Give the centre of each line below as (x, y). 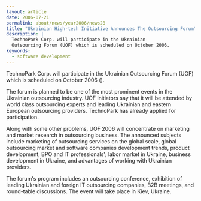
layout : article (26, 12)
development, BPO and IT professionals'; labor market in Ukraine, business (99, 154)
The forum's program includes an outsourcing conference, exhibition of (94, 178)
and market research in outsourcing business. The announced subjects (94, 135)
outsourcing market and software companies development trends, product (98, 148)
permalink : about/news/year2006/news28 (56, 23)
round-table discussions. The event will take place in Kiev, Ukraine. (89, 191)
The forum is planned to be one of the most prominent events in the (89, 91)
